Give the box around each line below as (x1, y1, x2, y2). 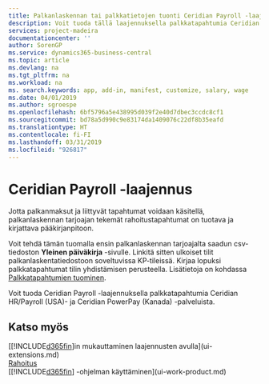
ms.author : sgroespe (8, 101, 78, 109)
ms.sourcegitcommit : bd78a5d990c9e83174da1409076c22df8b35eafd (8, 116, 224, 124)
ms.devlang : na (8, 64, 59, 72)
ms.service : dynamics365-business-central (8, 49, 152, 57)
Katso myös (8, 320, 70, 334)
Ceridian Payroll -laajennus (8, 180, 193, 198)
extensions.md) (8, 350, 60, 360)
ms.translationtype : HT (8, 123, 88, 131)
